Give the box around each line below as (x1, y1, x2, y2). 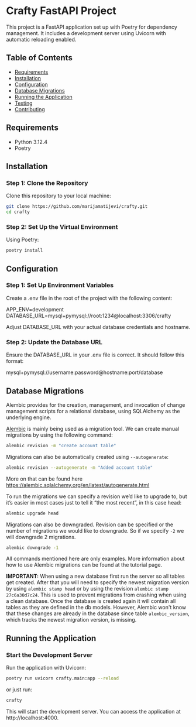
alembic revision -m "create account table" (6, 443, 116, 448)
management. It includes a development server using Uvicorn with (6, 29, 167, 36)
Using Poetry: (6, 236, 39, 244)
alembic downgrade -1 (6, 544, 59, 551)
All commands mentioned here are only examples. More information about (6, 555, 185, 563)
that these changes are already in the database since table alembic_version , (6, 610, 190, 617)
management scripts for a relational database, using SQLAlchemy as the (6, 407, 180, 414)
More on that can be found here (6, 475, 83, 482)
